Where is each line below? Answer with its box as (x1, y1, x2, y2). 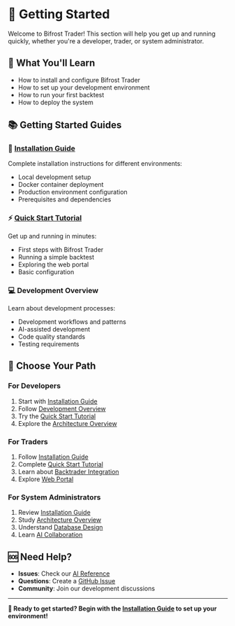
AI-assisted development (17, 325, 91, 334)
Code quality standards (17, 332, 86, 341)
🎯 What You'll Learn (8, 57, 96, 69)
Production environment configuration (17, 188, 128, 197)
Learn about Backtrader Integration (17, 468, 119, 476)
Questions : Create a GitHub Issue (17, 577, 116, 585)
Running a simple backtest (17, 252, 95, 261)
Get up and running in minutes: (8, 232, 97, 240)
